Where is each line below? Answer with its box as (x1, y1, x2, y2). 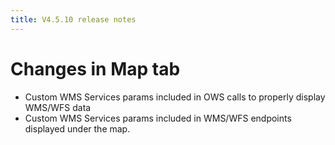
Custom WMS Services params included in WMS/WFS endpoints (24, 112, 292, 124)
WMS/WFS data (24, 101, 92, 113)
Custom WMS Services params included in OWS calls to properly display (24, 91, 326, 103)
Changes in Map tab (10, 57, 181, 80)
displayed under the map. (24, 122, 131, 135)
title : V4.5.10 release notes (10, 14, 137, 25)
